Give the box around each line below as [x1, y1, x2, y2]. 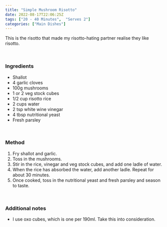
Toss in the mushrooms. [12, 156, 62, 162]
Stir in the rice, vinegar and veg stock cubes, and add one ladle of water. [12, 161, 162, 167]
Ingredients [5, 63, 34, 70]
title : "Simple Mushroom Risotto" [5, 7, 77, 13]
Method [5, 139, 25, 146]
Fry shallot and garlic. [12, 150, 57, 156]
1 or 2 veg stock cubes [12, 90, 59, 96]
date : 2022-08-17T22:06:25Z [5, 12, 64, 17]
